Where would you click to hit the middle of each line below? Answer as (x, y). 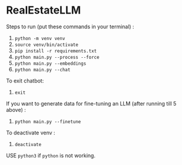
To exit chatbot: (25, 81)
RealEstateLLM (44, 10)
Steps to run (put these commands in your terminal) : (70, 27)
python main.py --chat (42, 70)
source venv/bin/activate (46, 45)
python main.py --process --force (57, 57)
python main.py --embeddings (50, 63)
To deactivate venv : (31, 133)
